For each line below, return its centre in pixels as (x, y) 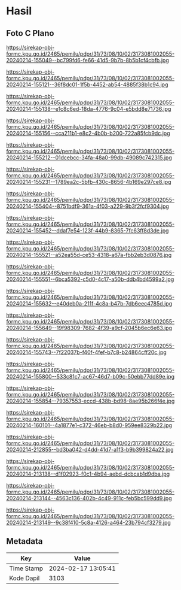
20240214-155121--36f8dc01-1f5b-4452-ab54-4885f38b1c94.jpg (87, 84)
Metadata (24, 541)
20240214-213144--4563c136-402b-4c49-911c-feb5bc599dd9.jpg (89, 498)
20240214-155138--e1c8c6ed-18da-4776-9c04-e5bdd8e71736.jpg (89, 109)
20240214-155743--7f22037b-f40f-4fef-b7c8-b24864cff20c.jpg (87, 352)
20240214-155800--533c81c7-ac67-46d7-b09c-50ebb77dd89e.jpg (90, 376)
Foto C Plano (30, 33)
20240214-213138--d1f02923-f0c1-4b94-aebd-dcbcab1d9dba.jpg (88, 474)
